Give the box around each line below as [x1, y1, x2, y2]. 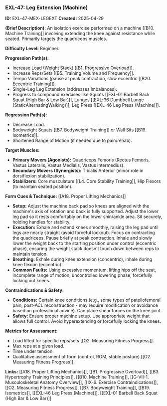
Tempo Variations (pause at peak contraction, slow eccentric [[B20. [12, 76, 152, 82]
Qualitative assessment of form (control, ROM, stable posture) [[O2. [12, 354, 152, 360]
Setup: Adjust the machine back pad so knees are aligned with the [12, 203, 150, 209]
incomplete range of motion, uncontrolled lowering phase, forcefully [12, 272, 153, 278]
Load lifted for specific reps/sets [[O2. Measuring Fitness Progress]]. [12, 338, 155, 344]
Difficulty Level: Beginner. [5, 46, 60, 52]
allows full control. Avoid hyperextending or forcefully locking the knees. [12, 318, 161, 324]
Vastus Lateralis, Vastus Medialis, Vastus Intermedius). [12, 162, 125, 168]
